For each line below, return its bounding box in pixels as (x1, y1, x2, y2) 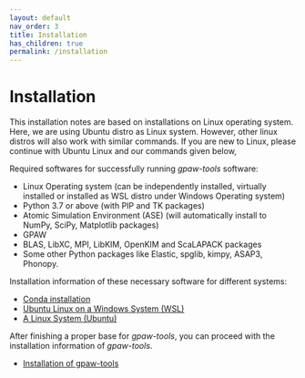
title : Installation (9, 30, 88, 39)
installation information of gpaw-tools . (9, 341, 153, 352)
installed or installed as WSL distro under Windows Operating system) (22, 190, 285, 201)
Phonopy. (22, 259, 59, 270)
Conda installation (22, 293, 91, 305)
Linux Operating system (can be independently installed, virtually (22, 181, 267, 192)
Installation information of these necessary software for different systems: (9, 276, 288, 287)
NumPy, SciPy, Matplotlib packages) (22, 220, 159, 230)
